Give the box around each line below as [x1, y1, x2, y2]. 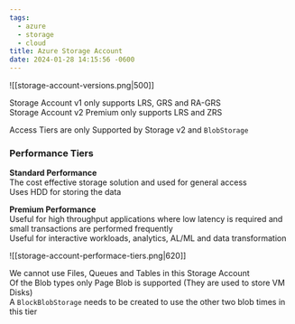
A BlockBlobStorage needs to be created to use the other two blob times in [9, 297, 286, 308]
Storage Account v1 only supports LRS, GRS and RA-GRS [9, 97, 221, 108]
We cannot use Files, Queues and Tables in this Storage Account [9, 268, 250, 279]
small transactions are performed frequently [9, 223, 173, 235]
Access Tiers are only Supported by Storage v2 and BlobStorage [9, 125, 249, 135]
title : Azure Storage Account [9, 47, 124, 56]
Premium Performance [9, 204, 97, 215]
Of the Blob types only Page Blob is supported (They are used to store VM [9, 277, 286, 289]
